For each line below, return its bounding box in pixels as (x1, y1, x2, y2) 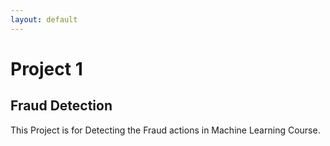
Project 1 (10, 57, 83, 80)
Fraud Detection (10, 97, 113, 115)
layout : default (10, 14, 78, 25)
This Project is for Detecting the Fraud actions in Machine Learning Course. (10, 124, 321, 136)
